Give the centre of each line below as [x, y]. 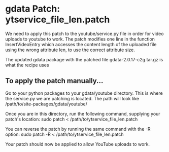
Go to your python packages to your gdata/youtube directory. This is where [84, 93]
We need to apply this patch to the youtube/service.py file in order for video [84, 33]
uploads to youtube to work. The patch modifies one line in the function [80, 39]
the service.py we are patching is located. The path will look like [72, 98]
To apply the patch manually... [54, 81]
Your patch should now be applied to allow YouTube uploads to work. [78, 144]
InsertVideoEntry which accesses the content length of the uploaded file [81, 44]
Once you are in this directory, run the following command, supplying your [83, 113]
